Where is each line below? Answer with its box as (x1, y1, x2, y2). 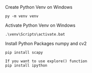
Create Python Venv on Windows (5, 4, 73, 10)
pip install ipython (5, 63, 48, 68)
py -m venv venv (5, 14, 39, 19)
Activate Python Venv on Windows (5, 22, 76, 28)
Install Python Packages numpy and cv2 (5, 40, 87, 46)
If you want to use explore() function (5, 59, 88, 64)
